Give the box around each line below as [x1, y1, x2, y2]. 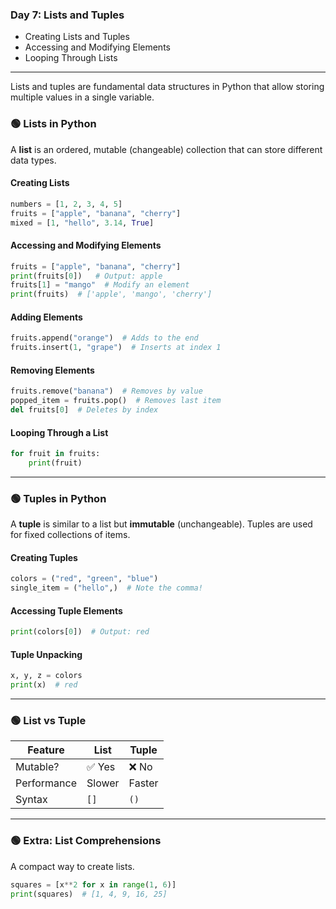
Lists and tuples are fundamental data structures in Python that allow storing [10, 81, 325, 93]
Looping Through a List [10, 426, 109, 438]
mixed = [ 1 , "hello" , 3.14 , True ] [10, 218, 155, 228]
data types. [10, 154, 57, 166]
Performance [15, 776, 77, 790]
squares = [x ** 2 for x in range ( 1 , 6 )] [10, 879, 177, 890]
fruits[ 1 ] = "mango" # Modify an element [10, 280, 190, 290]
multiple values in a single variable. [10, 91, 155, 103]
